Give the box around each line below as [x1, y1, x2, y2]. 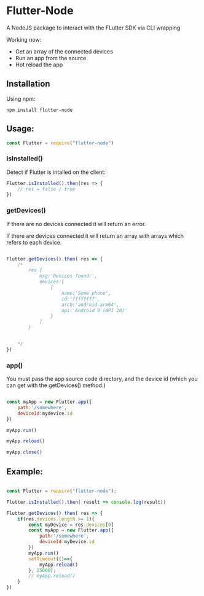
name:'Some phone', [61, 290, 112, 296]
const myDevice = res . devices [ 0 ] [28, 522, 114, 528]
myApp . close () [6, 449, 43, 455]
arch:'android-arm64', [61, 302, 120, 308]
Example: [6, 466, 43, 477]
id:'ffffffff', [61, 296, 100, 302]
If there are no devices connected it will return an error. [6, 220, 146, 227]
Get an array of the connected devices [15, 47, 114, 55]
